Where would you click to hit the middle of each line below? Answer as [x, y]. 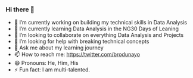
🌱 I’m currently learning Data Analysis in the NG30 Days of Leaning [96, 29]
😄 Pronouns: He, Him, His [46, 63]
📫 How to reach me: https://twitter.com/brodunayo [77, 54]
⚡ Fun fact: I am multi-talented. [52, 70]
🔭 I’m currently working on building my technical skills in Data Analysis [100, 23]
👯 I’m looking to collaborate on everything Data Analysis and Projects [99, 35]
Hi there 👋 [20, 10]
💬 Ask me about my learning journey [59, 48]
